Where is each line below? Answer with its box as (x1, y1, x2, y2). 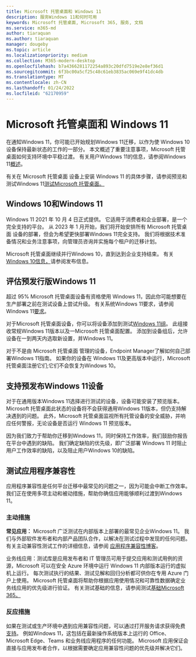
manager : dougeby (6, 42, 49, 48)
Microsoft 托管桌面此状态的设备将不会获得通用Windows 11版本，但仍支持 (6, 405, 181, 412)
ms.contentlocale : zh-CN (6, 80, 67, 86)
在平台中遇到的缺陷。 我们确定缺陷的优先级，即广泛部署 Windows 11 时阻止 (6, 440, 187, 447)
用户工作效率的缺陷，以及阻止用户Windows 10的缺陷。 (6, 447, 138, 454)
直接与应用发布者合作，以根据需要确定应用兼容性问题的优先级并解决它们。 (6, 644, 185, 651)
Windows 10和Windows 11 (6, 199, 104, 209)
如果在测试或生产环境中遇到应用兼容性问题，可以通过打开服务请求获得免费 (6, 622, 185, 629)
